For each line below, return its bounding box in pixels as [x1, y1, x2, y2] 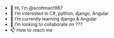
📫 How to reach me [10, 27, 53, 33]
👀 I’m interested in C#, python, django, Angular [10, 10, 109, 16]
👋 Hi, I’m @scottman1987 [10, 5, 63, 11]
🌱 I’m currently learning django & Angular [10, 16, 97, 22]
